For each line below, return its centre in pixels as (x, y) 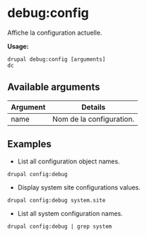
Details (93, 107)
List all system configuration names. (70, 213)
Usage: (18, 46)
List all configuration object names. (69, 161)
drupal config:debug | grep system (60, 226)
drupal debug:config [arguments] (57, 59)
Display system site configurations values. (79, 187)
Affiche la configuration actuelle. (55, 33)
